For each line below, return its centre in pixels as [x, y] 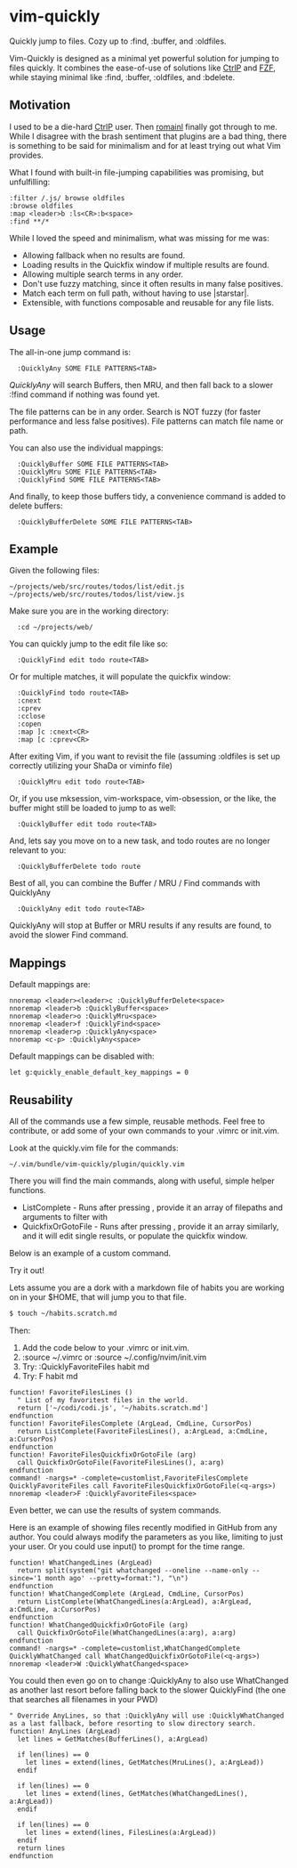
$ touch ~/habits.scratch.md [63, 1313]
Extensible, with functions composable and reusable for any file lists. [148, 302]
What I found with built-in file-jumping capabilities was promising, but [136, 172]
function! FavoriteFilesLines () [71, 1392]
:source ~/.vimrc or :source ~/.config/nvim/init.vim [114, 1357]
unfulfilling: [30, 182]
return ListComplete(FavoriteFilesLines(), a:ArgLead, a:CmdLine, [143, 1431]
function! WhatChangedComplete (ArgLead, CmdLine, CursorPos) [127, 1594]
